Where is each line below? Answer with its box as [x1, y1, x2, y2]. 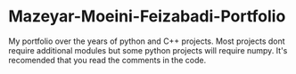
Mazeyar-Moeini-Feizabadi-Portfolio [8, 6, 286, 27]
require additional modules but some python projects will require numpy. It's [8, 45, 288, 55]
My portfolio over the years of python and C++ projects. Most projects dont [8, 36, 286, 46]
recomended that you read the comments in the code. [8, 54, 207, 65]
